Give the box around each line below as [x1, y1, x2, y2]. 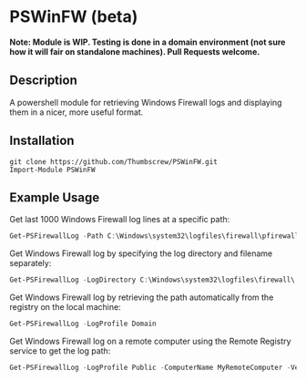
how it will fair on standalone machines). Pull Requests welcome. [9, 46, 260, 57]
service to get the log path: [9, 345, 111, 356]
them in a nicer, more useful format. [9, 107, 144, 118]
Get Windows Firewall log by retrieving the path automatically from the [9, 292, 274, 303]
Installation [9, 133, 75, 149]
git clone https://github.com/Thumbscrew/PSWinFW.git [9, 157, 219, 166]
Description [9, 73, 77, 88]
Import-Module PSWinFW [9, 165, 96, 174]
